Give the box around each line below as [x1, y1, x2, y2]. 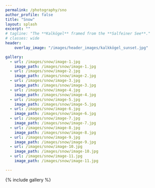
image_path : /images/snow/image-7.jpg [14, 120, 96, 126]
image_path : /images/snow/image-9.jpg [14, 139, 96, 145]
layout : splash [5, 21, 37, 27]
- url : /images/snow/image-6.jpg [10, 106, 81, 112]
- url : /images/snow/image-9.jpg [10, 135, 81, 140]
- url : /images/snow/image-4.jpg [10, 87, 81, 92]
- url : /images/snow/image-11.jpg [10, 153, 83, 159]
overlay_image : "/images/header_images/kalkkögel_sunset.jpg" [14, 45, 148, 50]
